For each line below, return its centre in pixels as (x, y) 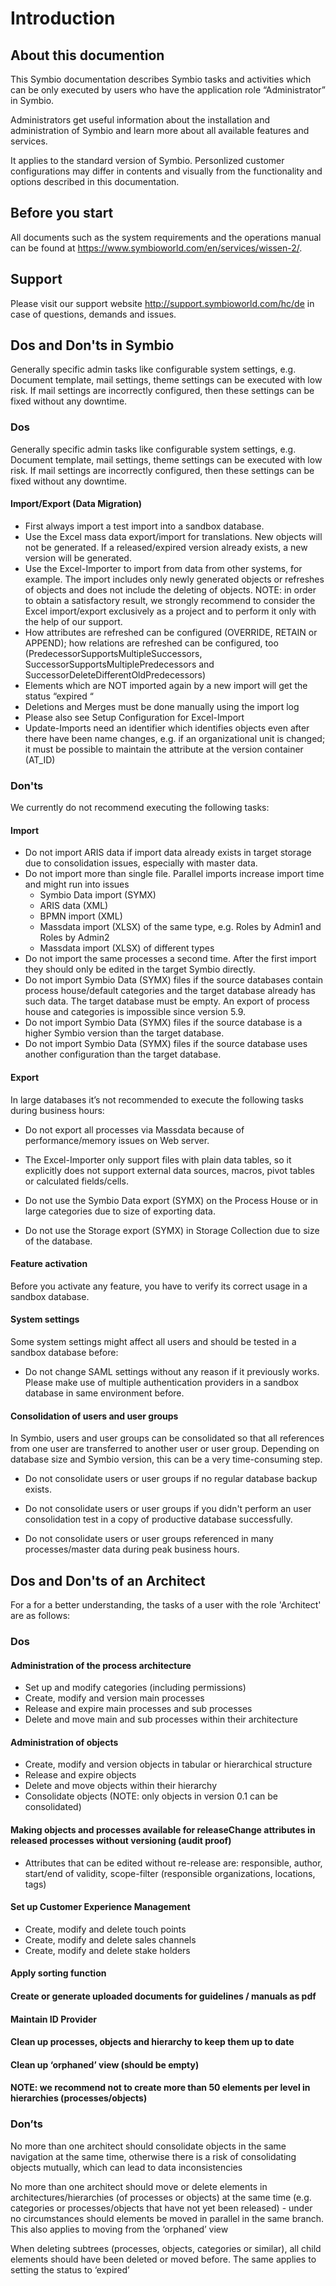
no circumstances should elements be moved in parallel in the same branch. (167, 2218)
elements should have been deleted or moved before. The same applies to (163, 2259)
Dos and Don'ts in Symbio (92, 345)
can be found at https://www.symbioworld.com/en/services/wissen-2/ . (156, 248)
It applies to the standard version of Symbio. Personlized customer (147, 160)
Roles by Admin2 (74, 938)
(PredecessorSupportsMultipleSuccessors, (113, 653)
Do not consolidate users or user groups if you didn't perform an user (168, 1509)
